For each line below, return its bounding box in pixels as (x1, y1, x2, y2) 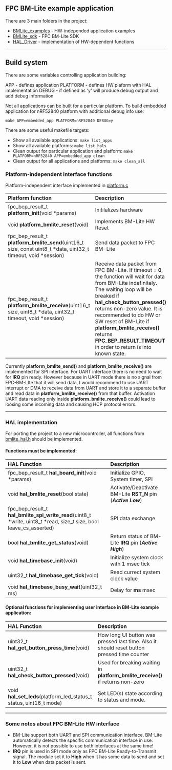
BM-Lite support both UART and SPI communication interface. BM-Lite (12, 732, 162, 738)
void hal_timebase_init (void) (8, 557, 78, 564)
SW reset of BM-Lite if (95, 318, 149, 325)
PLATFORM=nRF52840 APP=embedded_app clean (12, 153, 105, 159)
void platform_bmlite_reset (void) (8, 221, 89, 228)
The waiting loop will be (95, 286, 152, 293)
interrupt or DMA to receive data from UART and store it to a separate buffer (5, 385, 166, 391)
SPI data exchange (110, 515, 156, 522)
